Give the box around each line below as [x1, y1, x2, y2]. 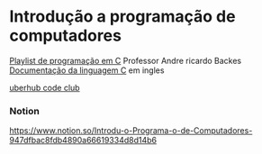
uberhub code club [9, 82, 80, 93]
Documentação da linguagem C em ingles [9, 65, 165, 76]
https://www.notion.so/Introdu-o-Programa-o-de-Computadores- [9, 125, 253, 136]
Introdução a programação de [9, 6, 236, 27]
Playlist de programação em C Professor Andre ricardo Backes [9, 55, 242, 66]
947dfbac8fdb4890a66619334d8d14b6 [9, 135, 158, 146]
